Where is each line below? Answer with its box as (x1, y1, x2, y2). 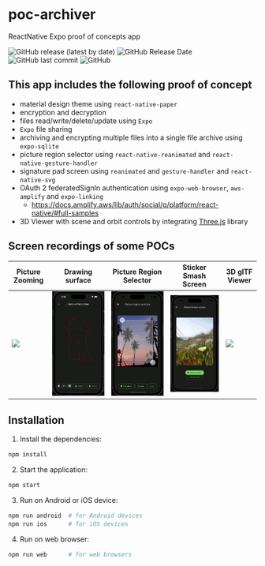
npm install (8, 451, 47, 459)
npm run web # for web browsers (8, 550, 132, 558)
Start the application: (19, 465, 88, 474)
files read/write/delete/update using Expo (19, 116, 153, 126)
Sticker (182, 263, 207, 272)
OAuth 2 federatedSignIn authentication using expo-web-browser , (19, 183, 229, 193)
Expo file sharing (19, 124, 73, 133)
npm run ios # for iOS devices (8, 519, 129, 528)
